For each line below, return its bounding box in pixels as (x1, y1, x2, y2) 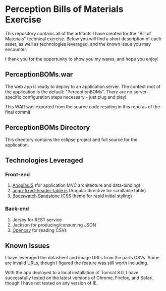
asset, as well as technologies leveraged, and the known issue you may (5, 41, 151, 47)
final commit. (5, 109, 32, 115)
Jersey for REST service (12, 217, 62, 222)
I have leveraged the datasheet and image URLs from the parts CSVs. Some (5, 255, 160, 261)
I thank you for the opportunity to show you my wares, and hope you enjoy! (5, 56, 159, 62)
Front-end (5, 171, 30, 178)
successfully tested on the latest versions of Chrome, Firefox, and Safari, (5, 275, 154, 281)
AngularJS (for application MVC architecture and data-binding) (12, 182, 141, 188)
